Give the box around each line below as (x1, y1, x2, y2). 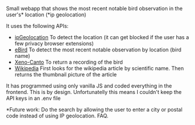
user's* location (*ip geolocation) (6, 11, 87, 18)
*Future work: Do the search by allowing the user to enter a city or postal (6, 106, 183, 113)
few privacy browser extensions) (14, 40, 94, 47)
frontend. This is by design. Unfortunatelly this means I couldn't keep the (6, 89, 182, 95)
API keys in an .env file (6, 95, 61, 102)
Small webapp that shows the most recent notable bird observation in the (6, 5, 183, 12)
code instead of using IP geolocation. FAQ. (6, 112, 109, 119)
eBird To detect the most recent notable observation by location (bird (14, 46, 182, 53)
